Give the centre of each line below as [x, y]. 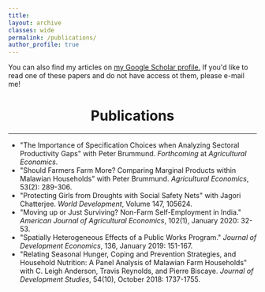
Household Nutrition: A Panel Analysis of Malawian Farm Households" [133, 263]
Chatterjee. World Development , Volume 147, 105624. [106, 204]
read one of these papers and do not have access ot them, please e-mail [126, 76]
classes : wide [32, 30]
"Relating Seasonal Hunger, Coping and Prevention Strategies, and [128, 254]
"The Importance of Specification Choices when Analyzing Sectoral [129, 145]
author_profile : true [44, 45]
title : [19, 15]
